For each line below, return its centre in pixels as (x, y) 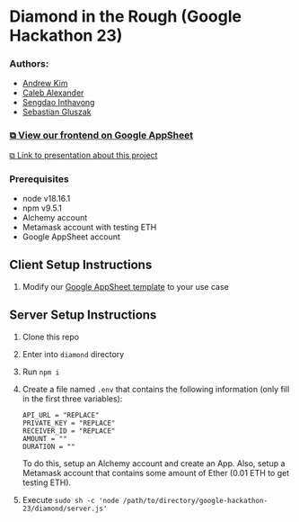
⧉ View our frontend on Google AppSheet (101, 135)
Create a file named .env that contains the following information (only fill (156, 389)
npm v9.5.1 (42, 208)
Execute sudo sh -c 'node (70, 499)
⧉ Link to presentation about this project (84, 155)
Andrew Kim (45, 84)
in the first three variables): (72, 399)
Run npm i (41, 372)
